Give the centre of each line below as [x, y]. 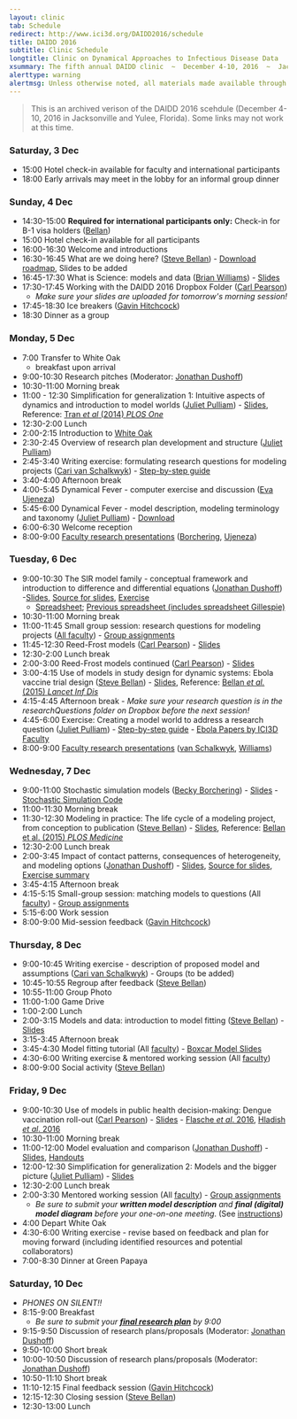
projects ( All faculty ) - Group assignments [98, 635]
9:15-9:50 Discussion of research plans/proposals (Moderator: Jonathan [153, 1331]
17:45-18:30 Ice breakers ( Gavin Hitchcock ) [101, 306]
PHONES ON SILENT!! [62, 1303]
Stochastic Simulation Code [72, 800]
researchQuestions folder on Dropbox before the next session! [136, 710]
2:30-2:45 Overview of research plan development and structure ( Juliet [152, 442]
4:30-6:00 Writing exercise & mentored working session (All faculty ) [146, 1058]
